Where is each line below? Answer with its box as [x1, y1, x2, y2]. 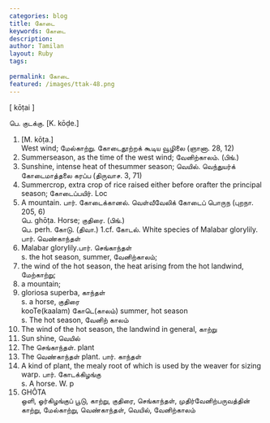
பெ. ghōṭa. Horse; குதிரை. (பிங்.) [20, 215, 125, 225]
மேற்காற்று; [20, 269, 56, 279]
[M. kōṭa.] [20, 134, 54, 144]
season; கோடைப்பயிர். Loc [20, 188, 108, 198]
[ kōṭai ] [9, 102, 35, 112]
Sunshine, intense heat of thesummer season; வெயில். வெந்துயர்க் [20, 161, 236, 171]
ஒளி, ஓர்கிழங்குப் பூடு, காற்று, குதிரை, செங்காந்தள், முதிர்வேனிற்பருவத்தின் [20, 395, 251, 405]
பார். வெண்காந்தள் [20, 233, 81, 243]
